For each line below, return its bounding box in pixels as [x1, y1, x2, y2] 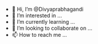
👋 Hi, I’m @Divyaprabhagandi [11, 6, 84, 12]
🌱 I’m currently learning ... [11, 18, 75, 25]
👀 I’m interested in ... [11, 12, 62, 19]
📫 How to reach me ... [11, 32, 67, 38]
